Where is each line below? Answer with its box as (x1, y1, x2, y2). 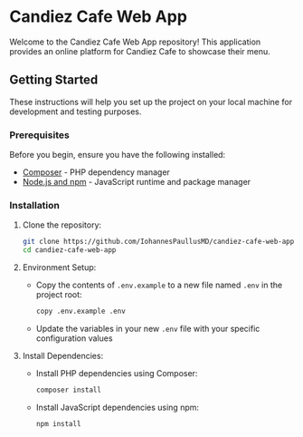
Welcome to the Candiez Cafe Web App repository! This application (9, 36, 261, 47)
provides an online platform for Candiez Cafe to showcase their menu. (9, 45, 271, 56)
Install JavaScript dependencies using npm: (35, 402, 200, 413)
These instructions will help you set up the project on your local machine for (9, 96, 292, 107)
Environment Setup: (22, 262, 97, 273)
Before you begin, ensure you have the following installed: (9, 150, 226, 160)
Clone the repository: (22, 219, 102, 230)
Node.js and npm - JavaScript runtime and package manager (22, 177, 251, 188)
